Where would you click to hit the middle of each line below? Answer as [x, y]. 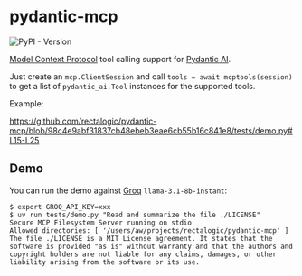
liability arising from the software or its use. [105, 262]
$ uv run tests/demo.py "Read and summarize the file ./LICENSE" [135, 215]
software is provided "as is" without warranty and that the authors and [151, 246]
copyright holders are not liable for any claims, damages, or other [143, 254]
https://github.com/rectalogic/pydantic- [83, 121]
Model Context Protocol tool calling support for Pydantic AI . [120, 59]
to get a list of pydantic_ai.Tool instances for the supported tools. [132, 86]
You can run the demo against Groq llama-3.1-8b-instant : [118, 190]
